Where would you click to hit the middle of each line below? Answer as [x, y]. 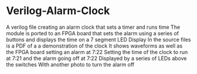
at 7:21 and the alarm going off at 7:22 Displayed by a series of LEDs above [96, 58]
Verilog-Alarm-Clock [58, 11]
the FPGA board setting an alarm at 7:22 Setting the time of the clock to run [97, 52]
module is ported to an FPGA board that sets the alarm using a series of [92, 33]
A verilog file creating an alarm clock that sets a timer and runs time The [93, 27]
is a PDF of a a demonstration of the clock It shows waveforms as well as [94, 46]
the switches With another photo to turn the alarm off [70, 64]
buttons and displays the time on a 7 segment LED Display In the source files [98, 39]
